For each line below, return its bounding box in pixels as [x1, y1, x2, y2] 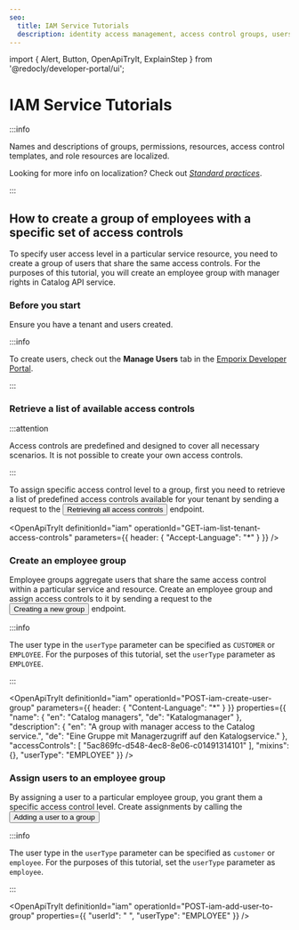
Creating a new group [13, 604, 85, 614]
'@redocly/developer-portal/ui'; [9, 63, 125, 74]
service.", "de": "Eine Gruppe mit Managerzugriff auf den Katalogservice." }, [9, 731, 288, 741]
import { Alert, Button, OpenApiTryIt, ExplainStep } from [9, 54, 213, 65]
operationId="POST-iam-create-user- [133, 693, 272, 704]
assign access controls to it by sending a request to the [9, 594, 213, 604]
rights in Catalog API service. [9, 277, 116, 287]
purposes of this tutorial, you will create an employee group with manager [9, 268, 280, 279]
